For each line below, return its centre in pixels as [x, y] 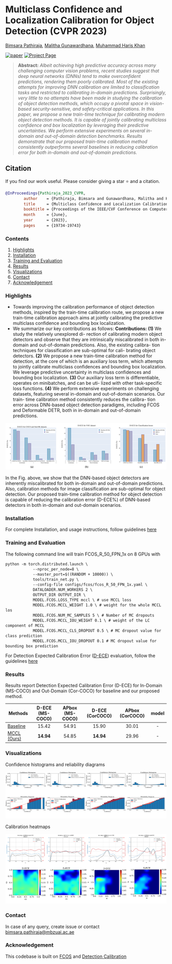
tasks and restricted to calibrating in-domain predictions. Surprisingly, [92, 92]
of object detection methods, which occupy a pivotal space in [83, 103]
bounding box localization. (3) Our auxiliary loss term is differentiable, [86, 378]
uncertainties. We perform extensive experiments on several [81, 130]
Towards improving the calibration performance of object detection [83, 307]
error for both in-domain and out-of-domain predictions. [77, 152]
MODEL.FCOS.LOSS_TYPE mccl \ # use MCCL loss [82, 600]
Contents [17, 238]
